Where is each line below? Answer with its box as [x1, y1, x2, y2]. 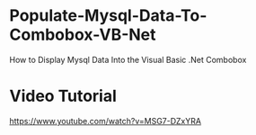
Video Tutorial [9, 86, 117, 106]
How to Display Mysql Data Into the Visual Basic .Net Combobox [9, 54, 247, 65]
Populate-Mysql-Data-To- [9, 5, 207, 26]
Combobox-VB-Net [9, 24, 156, 45]
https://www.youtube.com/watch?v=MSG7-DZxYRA [9, 115, 202, 126]
